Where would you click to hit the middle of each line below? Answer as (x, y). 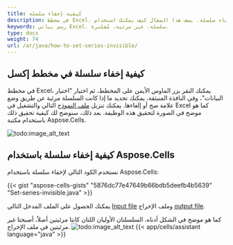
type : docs (23, 33)
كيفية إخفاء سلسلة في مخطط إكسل (76, 74)
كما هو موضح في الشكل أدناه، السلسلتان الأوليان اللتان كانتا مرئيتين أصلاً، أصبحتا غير (114, 219)
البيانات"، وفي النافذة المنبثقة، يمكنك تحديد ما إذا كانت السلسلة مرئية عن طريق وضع (115, 98)
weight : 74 (23, 39)
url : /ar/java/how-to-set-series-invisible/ (72, 46)
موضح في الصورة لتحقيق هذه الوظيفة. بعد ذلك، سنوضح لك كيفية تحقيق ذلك (104, 112)
